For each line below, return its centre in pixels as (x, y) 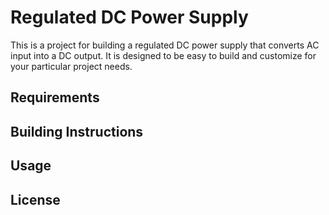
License (35, 199)
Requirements (55, 97)
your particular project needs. (71, 66)
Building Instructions (77, 131)
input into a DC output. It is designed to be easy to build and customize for (163, 55)
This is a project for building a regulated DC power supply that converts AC (165, 45)
